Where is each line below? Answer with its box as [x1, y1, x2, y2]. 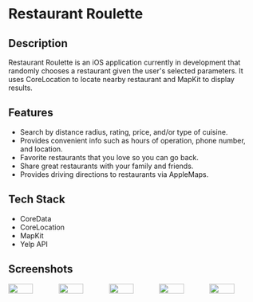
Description [8, 37, 68, 50]
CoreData [19, 214, 52, 223]
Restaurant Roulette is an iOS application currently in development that [8, 57, 241, 67]
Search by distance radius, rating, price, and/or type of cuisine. [19, 127, 228, 136]
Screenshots [8, 262, 73, 276]
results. [8, 83, 34, 92]
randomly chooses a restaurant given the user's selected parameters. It [8, 66, 243, 76]
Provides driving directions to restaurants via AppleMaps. [19, 169, 209, 179]
